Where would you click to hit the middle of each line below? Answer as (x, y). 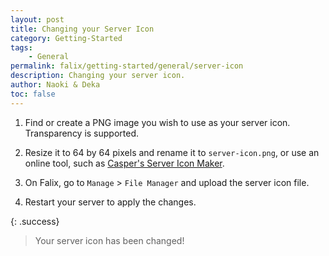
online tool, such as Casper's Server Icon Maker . (124, 163)
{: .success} (35, 221)
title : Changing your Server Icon (82, 29)
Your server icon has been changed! (109, 240)
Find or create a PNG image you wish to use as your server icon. (157, 122)
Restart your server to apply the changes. (110, 202)
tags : (21, 47)
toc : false (33, 94)
